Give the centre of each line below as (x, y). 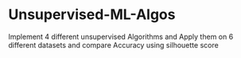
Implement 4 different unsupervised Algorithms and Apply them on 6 (121, 37)
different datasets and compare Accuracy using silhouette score (113, 44)
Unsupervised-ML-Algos (92, 15)
